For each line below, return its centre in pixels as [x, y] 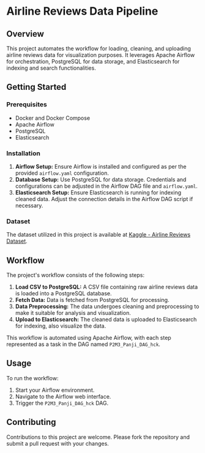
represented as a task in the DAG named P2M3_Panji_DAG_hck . [84, 344]
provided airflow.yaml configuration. [62, 173]
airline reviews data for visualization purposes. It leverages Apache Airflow [101, 55]
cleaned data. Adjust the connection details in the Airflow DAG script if [104, 199]
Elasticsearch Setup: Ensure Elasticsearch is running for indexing [98, 192]
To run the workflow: [32, 378]
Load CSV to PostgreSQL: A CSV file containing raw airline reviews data [106, 287]
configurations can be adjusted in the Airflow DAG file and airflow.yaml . [106, 186]
